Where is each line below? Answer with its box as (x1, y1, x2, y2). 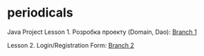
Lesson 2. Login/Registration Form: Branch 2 (7, 41, 135, 49)
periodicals (7, 5, 74, 21)
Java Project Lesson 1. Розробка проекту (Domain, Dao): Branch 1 (7, 28, 197, 36)
